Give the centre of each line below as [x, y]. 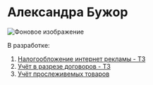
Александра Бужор [68, 12]
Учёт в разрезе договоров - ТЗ [64, 66]
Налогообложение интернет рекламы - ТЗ [81, 59]
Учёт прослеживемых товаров [63, 74]
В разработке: [29, 45]
